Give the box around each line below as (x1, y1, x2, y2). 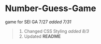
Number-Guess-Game (5, 3, 97, 14)
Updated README (24, 33, 61, 39)
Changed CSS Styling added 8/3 (24, 28, 89, 34)
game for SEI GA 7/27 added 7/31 (5, 19, 72, 25)
